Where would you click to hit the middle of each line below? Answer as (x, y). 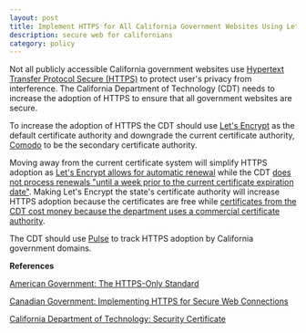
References (32, 266)
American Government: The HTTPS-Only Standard (104, 284)
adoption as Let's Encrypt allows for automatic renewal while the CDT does (150, 172)
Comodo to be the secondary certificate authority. (103, 145)
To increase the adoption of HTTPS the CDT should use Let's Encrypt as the (152, 126)
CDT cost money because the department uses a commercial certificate (145, 212)
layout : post (34, 18)
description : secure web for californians (91, 35)
